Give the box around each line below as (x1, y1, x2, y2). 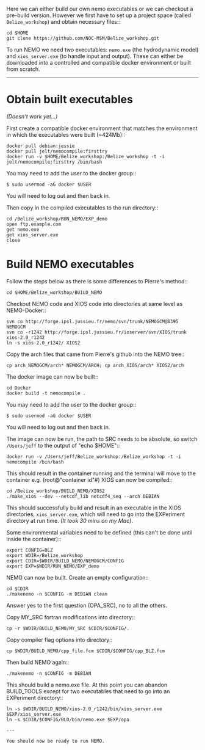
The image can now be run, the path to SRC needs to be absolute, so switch (6, 435, 198, 442)
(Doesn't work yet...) (6, 112, 58, 120)
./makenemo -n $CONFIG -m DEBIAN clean (6, 591, 108, 597)
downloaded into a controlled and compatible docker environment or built (6, 59, 191, 66)
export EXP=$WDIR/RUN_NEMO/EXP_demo (6, 563, 99, 569)
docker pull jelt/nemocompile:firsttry (6, 148, 108, 155)
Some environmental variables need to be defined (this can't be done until (6, 528, 193, 536)
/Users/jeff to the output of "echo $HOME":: (6, 442, 120, 449)
